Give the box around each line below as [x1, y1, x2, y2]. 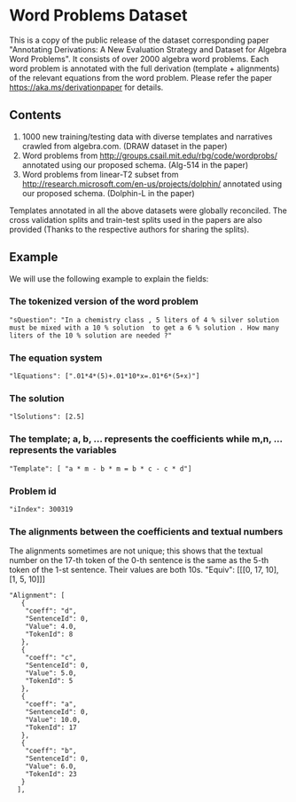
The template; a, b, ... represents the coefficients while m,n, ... [9, 433, 284, 445]
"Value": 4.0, [25, 623, 77, 631]
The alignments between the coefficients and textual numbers [9, 525, 284, 537]
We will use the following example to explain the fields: [9, 273, 209, 284]
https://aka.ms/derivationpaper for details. [9, 82, 164, 92]
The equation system [9, 352, 103, 364]
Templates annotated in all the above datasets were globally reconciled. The [9, 205, 288, 216]
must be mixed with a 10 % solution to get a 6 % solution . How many [9, 323, 279, 332]
